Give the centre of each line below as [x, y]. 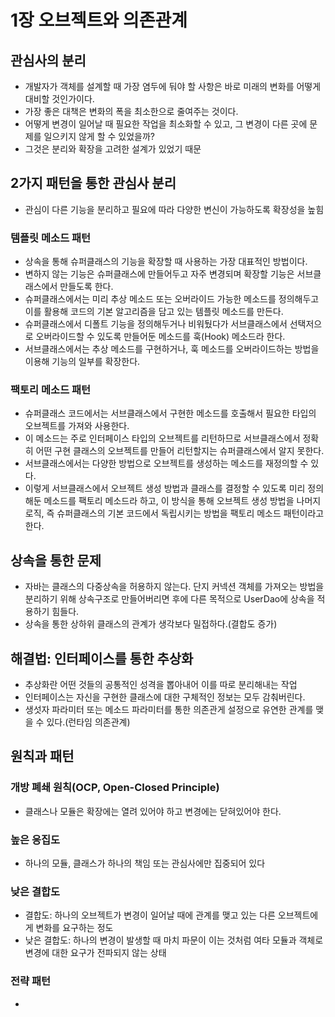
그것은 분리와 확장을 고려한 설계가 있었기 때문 [113, 149]
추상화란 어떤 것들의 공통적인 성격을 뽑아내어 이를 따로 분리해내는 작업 [161, 685]
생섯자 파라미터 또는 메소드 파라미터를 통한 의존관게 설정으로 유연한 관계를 [169, 710]
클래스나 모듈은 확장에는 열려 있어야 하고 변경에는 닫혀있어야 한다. [153, 811]
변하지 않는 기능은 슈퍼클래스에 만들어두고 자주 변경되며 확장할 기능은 [159, 274]
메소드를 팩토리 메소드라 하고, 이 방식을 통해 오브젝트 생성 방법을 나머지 [182, 501]
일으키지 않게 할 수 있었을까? [99, 136]
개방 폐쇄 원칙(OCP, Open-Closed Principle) [115, 788]
